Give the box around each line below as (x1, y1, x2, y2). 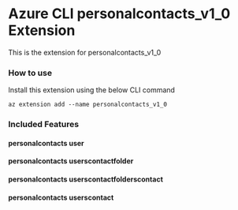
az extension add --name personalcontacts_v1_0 (8, 100, 168, 109)
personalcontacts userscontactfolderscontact (8, 174, 164, 184)
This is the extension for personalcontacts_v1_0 (8, 47, 162, 57)
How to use (8, 67, 53, 78)
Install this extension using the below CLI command (8, 85, 176, 95)
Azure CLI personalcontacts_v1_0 (8, 5, 231, 23)
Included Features (8, 119, 80, 130)
